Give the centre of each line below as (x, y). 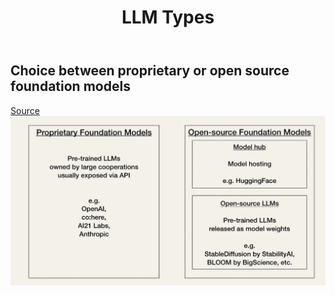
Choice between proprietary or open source (150, 71)
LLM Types (168, 17)
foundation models (70, 86)
